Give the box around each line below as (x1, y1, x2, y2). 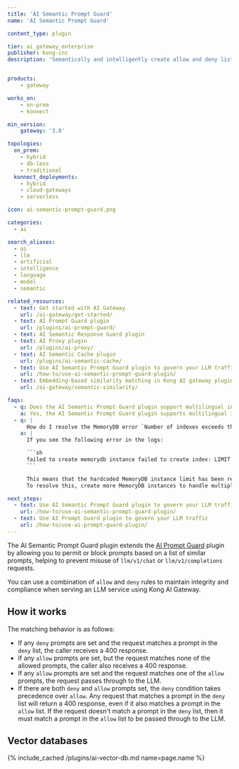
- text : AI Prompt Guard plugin (14, 318, 110, 325)
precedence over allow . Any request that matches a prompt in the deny (17, 691, 225, 700)
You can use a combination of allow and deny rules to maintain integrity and (7, 577, 229, 586)
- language (14, 272, 46, 279)
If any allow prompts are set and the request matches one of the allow (17, 669, 224, 677)
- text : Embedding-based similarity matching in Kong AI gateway (14, 377, 212, 385)
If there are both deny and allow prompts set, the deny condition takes (17, 683, 221, 692)
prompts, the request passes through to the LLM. (17, 676, 161, 685)
